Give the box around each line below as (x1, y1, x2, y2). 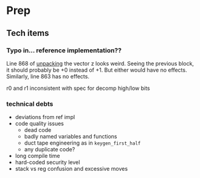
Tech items (6, 28, 49, 38)
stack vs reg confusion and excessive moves (15, 165, 128, 173)
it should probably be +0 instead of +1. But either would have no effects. (6, 66, 187, 74)
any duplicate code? (24, 146, 75, 153)
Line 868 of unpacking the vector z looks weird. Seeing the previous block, (6, 60, 195, 67)
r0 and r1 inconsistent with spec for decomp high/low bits (6, 84, 150, 92)
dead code (24, 126, 52, 134)
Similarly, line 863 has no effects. (6, 72, 90, 80)
